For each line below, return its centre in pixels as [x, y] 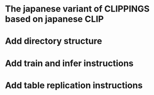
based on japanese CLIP [54, 19]
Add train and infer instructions [69, 63]
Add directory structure [54, 41]
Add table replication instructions [74, 85]
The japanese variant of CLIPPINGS [77, 9]
